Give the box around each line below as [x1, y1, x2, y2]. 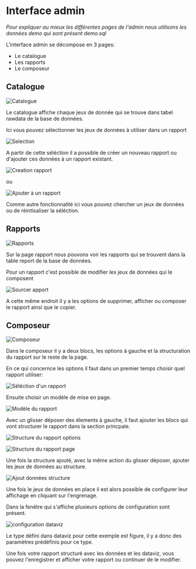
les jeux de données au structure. [6, 463, 87, 470]
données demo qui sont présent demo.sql [6, 29, 106, 36]
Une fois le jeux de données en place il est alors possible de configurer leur [6, 486, 188, 493]
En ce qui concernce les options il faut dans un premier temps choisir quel [6, 365, 185, 372]
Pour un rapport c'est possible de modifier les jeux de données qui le [6, 268, 173, 275]
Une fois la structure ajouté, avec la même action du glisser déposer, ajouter [6, 457, 190, 464]
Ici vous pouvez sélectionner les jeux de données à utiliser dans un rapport [6, 126, 187, 133]
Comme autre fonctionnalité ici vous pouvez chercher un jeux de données [6, 200, 184, 207]
